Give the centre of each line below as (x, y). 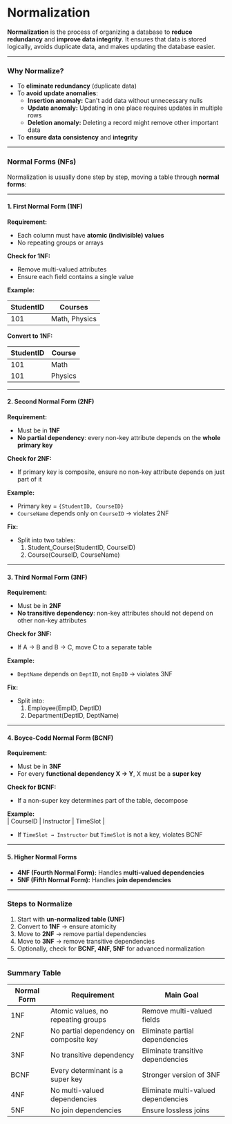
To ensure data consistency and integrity (77, 137)
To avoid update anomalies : (57, 93)
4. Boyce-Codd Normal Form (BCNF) (60, 738)
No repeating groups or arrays (60, 242)
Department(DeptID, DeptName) (73, 716)
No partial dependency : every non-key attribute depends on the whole (119, 437)
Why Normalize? (36, 70)
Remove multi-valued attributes (62, 269)
